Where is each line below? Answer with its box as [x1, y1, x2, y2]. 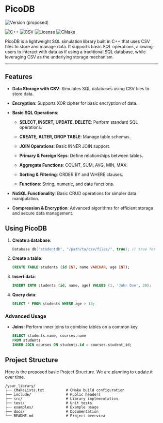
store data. [12, 91, 34, 96]
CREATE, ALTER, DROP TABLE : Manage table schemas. [19, 134, 131, 139]
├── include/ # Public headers [5, 392, 101, 397]
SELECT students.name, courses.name [12, 333, 86, 338]
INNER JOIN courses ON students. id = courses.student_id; [12, 343, 132, 347]
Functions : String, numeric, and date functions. [19, 181, 114, 187]
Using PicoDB [5, 224, 47, 232]
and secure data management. [12, 210, 74, 216]
